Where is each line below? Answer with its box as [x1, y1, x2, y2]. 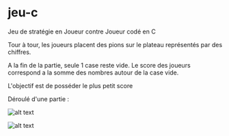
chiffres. [8, 48, 31, 56]
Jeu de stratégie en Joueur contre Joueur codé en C [8, 27, 156, 36]
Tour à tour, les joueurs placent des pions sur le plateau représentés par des [8, 40, 223, 49]
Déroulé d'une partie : [8, 94, 70, 103]
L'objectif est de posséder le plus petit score [8, 81, 133, 90]
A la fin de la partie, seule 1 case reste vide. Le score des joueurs [8, 61, 191, 69]
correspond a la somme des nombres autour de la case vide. [8, 68, 179, 77]
